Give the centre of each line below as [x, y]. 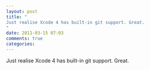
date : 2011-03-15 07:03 [35, 33]
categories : [20, 44]
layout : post [22, 11]
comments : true [25, 38]
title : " [17, 17]
